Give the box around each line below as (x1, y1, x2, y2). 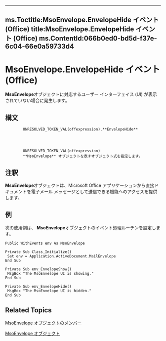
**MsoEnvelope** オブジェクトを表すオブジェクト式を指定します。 (23, 154, 143, 159)
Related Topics (5, 306, 52, 314)
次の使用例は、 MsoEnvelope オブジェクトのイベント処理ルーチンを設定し (5, 224, 157, 230)
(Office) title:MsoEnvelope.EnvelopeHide (5, 25, 134, 34)
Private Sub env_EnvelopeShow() (5, 266, 72, 272)
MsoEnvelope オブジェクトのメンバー (5, 320, 82, 326)
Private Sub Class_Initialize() (5, 249, 72, 255)
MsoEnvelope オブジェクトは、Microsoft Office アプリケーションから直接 (5, 182, 155, 188)
